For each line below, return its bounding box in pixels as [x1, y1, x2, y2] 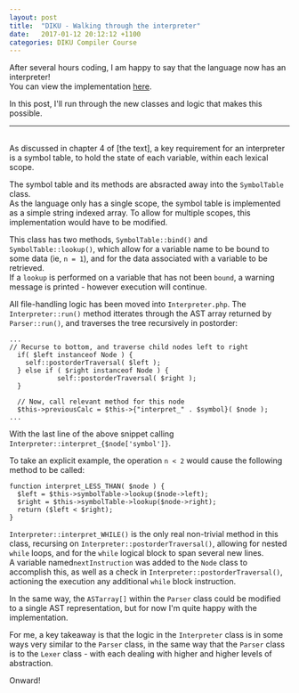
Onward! [9, 675, 41, 686]
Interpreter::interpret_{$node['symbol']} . [9, 438, 172, 449]
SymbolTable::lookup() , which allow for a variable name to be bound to [9, 244, 270, 255]
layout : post [9, 12, 58, 22]
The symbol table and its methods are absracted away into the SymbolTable [9, 179, 285, 190]
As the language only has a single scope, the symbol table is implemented [9, 198, 281, 209]
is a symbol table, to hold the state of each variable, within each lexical [9, 152, 269, 163]
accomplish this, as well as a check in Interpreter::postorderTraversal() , [9, 567, 283, 577]
